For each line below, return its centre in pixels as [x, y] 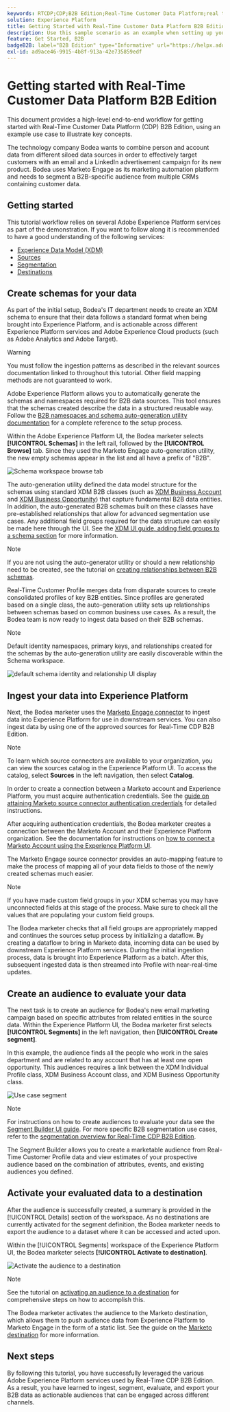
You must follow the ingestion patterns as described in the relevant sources [114, 366]
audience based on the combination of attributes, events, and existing [105, 1165]
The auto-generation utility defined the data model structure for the [102, 484]
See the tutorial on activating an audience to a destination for [93, 1292]
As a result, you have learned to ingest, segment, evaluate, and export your [113, 1387]
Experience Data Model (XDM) [60, 250]
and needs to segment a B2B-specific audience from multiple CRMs [103, 177]
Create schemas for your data [72, 294]
